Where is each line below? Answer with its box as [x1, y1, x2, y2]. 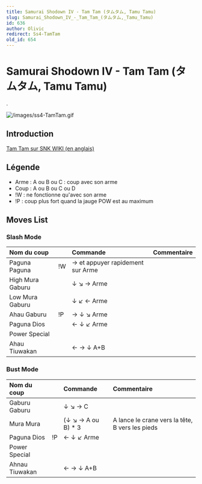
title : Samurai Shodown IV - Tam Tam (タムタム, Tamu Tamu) [6, 8, 156, 15]
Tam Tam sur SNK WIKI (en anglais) [6, 145, 94, 152]
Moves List [6, 215, 48, 225]
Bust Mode [6, 365, 39, 373]
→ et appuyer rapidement [72, 259, 144, 267]
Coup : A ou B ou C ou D [14, 185, 76, 192]
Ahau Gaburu [9, 310, 47, 319]
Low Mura [9, 293, 38, 301]
